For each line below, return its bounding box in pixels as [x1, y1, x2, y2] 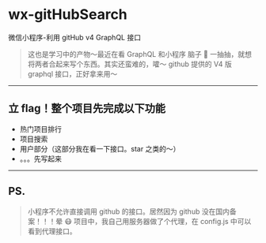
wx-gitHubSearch [8, 6, 128, 24]
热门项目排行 [19, 124, 62, 133]
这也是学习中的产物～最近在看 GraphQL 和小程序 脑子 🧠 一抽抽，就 [27, 49, 245, 58]
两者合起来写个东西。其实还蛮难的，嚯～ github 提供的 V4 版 [34, 59, 232, 69]
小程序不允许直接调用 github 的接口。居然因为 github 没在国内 [27, 207, 230, 216]
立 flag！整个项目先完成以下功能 [8, 102, 166, 115]
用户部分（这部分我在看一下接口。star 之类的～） [19, 144, 180, 153]
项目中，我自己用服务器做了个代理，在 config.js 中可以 [74, 216, 252, 226]
